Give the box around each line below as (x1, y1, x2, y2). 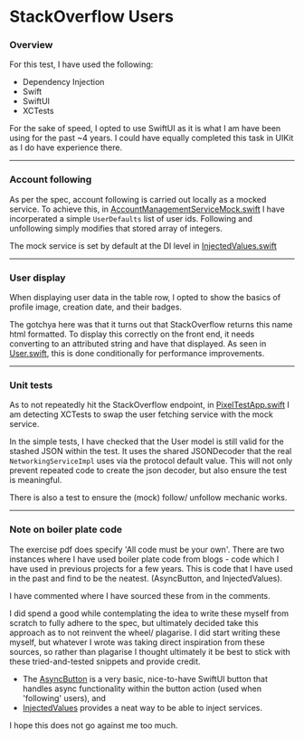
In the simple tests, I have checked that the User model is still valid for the (9, 436, 284, 447)
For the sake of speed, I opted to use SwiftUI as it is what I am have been (9, 123, 281, 134)
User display (9, 271, 66, 284)
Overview (9, 39, 53, 52)
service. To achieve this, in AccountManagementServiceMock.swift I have (9, 204, 285, 214)
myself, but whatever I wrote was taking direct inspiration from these (9, 636, 265, 648)
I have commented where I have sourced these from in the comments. (9, 590, 271, 601)
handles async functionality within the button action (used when (22, 683, 262, 694)
